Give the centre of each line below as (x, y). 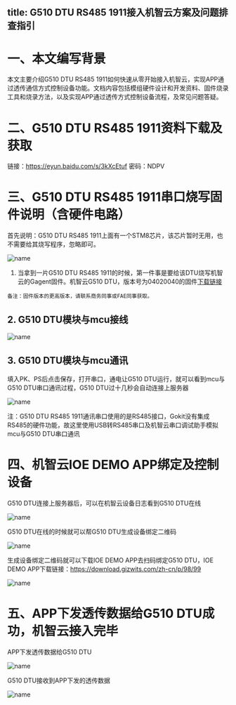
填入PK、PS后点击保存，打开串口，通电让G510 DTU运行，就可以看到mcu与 (116, 378)
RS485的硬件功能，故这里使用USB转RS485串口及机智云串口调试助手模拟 (113, 425)
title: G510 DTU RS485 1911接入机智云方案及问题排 (118, 13)
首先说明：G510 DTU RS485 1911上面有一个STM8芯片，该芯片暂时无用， (112, 236)
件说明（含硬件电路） (69, 215)
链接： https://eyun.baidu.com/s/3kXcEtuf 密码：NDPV (86, 166)
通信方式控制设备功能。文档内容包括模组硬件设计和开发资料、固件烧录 (127, 88)
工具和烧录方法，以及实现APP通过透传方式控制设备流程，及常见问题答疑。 (115, 97)
